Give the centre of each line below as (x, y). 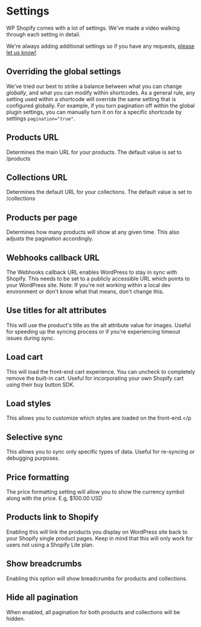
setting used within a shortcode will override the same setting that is (91, 99)
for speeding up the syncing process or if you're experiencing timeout (93, 331)
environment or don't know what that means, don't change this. (85, 291)
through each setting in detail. (43, 34)
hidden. (16, 619)
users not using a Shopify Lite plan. (50, 545)
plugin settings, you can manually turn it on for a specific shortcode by (94, 112)
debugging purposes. (33, 458)
